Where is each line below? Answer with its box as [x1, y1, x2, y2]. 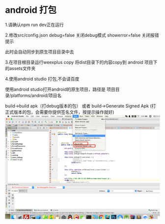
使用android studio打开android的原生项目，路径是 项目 [5, 86, 115, 92]
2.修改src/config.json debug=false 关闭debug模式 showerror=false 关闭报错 [5, 32, 159, 38]
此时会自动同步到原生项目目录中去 [5, 49, 74, 55]
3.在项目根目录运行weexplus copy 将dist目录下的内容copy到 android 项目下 [5, 59, 158, 65]
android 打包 [5, 4, 57, 16]
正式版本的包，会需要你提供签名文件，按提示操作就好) [5, 109, 114, 115]
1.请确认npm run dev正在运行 [5, 22, 64, 28]
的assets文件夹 [5, 65, 36, 71]
